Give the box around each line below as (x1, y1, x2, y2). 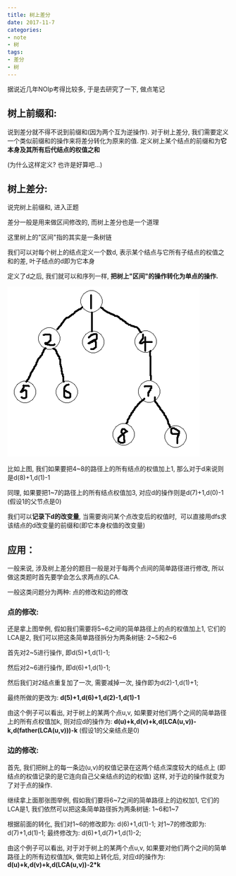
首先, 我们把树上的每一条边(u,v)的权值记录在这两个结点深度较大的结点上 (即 (7, 763, 226, 771)
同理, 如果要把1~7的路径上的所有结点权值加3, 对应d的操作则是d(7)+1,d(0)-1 (7, 489, 224, 497)
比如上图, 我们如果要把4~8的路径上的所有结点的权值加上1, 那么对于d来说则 (7, 465, 224, 473)
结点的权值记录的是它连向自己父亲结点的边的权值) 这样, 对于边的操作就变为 (7, 771, 225, 781)
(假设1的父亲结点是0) (79, 726, 139, 735)
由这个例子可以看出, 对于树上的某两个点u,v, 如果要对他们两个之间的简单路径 (7, 708, 227, 717)
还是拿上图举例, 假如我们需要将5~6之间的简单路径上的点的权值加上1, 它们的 (7, 624, 226, 633)
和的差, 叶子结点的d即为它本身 (7, 257, 95, 265)
